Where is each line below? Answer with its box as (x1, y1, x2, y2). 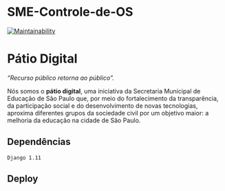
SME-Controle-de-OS (7, 4, 133, 20)
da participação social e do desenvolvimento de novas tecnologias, (7, 101, 198, 110)
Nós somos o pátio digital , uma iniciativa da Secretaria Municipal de (7, 87, 201, 95)
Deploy (7, 173, 39, 185)
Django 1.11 (7, 154, 41, 161)
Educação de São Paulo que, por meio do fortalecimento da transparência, (7, 94, 219, 102)
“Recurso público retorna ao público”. (7, 74, 115, 82)
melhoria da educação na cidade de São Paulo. (7, 116, 141, 124)
